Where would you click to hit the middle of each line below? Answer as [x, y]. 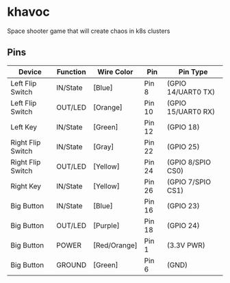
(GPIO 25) [183, 147]
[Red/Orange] [116, 245]
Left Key [24, 127]
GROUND [72, 264]
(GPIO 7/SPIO [189, 182]
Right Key [26, 186]
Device [30, 71]
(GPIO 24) [183, 225]
